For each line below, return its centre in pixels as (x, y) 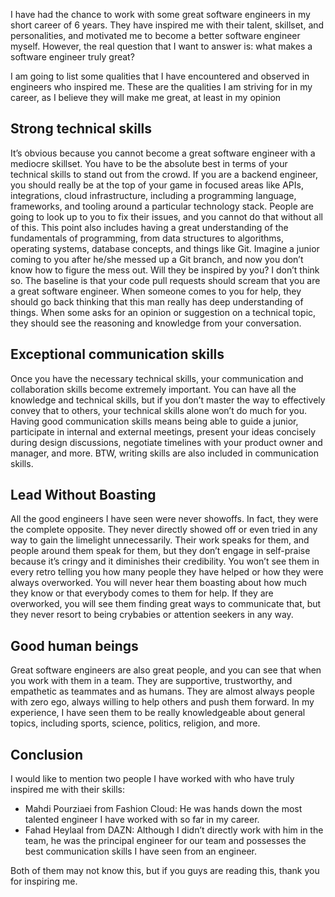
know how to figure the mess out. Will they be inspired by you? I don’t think (165, 270)
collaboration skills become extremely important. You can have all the (153, 389)
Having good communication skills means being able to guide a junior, (154, 421)
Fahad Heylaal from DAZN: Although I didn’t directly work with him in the (174, 830)
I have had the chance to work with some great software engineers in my (160, 14)
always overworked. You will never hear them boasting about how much (158, 583)
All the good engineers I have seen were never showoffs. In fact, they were (164, 519)
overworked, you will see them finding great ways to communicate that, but (166, 604)
